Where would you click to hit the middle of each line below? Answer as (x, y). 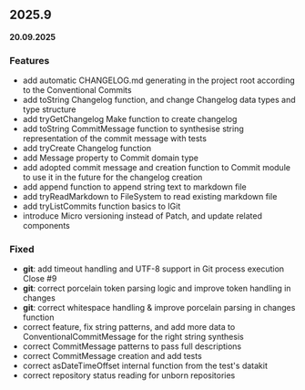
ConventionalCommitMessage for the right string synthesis (133, 337)
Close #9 (40, 279)
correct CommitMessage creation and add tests (112, 356)
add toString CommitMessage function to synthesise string (133, 129)
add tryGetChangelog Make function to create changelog (130, 119)
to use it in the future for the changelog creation (112, 178)
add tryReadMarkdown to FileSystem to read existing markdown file (150, 197)
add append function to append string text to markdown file (135, 187)
